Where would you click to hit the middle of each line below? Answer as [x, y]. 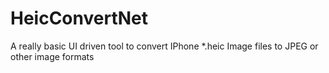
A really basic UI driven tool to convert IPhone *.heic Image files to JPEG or [164, 46]
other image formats [52, 56]
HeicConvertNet [79, 18]
